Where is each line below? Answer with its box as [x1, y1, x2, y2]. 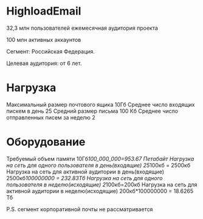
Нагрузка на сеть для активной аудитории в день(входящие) [6, 168, 165, 175]
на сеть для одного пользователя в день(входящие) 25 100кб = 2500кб [6, 161, 190, 169]
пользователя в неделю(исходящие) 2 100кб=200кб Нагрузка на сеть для [6, 181, 198, 188]
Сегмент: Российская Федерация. [6, 47, 95, 55]
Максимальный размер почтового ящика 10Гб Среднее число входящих [6, 101, 195, 108]
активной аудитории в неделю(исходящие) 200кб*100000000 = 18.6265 [6, 187, 194, 195]
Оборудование [6, 135, 86, 149]
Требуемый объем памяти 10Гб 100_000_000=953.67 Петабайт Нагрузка [6, 155, 194, 162]
